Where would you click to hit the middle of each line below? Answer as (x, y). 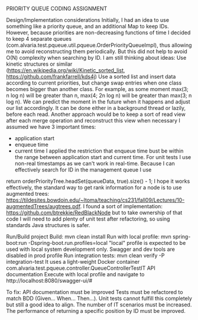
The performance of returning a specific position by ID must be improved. (96, 311)
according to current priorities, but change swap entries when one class (94, 83)
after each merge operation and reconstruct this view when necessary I (93, 120)
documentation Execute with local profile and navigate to (75, 274)
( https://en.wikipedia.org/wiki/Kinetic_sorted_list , (66, 70)
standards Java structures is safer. (48, 225)
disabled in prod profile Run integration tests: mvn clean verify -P (85, 256)
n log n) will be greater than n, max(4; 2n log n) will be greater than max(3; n (99, 95)
